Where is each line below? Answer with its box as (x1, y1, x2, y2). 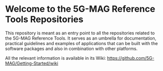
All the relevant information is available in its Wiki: (5, 55, 107, 61)
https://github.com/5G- (107, 55, 155, 61)
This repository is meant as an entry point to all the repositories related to (5, 30, 155, 36)
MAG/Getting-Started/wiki (5, 60, 58, 66)
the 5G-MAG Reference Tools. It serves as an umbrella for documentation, (5, 35, 157, 41)
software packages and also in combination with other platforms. (5, 46, 138, 51)
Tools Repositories (5, 14, 84, 25)
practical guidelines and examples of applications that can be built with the (5, 40, 158, 46)
